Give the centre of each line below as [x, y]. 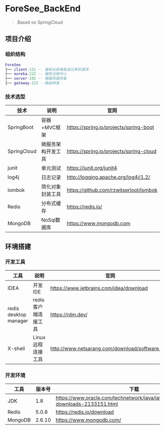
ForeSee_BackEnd [43, 9]
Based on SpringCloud [40, 22]
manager [18, 321]
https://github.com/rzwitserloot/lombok [112, 190]
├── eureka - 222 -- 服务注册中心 [36, 74]
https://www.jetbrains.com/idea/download [99, 288]
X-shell [16, 348]
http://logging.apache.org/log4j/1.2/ [109, 177]
